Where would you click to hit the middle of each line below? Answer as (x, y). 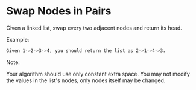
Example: (18, 39)
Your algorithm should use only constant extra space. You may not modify (98, 74)
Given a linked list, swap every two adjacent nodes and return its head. (94, 28)
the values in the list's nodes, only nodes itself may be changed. (86, 80)
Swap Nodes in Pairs (59, 11)
